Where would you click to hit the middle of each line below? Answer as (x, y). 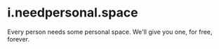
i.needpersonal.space (73, 13)
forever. (19, 39)
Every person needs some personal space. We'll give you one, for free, (110, 32)
